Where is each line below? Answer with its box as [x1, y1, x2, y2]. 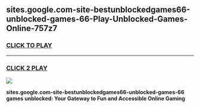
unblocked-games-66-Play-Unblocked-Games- [6, 14, 188, 24]
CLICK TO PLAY [6, 41, 52, 50]
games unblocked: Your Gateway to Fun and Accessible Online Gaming [6, 95, 186, 102]
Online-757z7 [6, 23, 58, 33]
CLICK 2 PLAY [6, 64, 48, 72]
